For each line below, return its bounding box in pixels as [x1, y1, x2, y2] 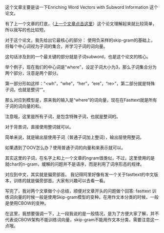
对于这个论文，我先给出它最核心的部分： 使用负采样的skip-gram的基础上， [5, 37, 155, 43]
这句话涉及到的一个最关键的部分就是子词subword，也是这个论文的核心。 [5, 54, 151, 60]
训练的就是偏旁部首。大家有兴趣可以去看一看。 [13, 178, 108, 183]
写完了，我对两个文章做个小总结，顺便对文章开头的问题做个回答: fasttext [5, 188, 151, 194]
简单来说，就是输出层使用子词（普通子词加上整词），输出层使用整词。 [5, 134, 144, 140]
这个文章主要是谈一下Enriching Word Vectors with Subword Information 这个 [5, 4, 159, 10]
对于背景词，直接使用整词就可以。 [5, 124, 74, 129]
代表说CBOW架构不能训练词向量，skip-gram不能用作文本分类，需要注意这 [5, 217, 155, 222]
